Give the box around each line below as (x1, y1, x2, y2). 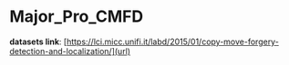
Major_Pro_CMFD (9, 6, 144, 27)
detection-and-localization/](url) (9, 45, 130, 56)
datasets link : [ (9, 36, 67, 47)
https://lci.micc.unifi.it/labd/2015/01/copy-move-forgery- (67, 36, 280, 47)
